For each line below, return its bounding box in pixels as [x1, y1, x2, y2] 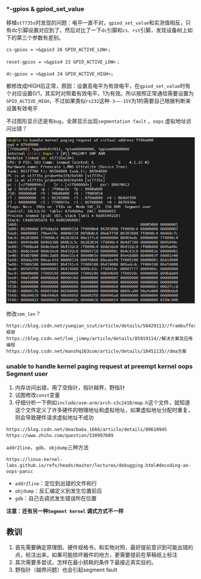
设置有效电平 [6, 105, 38, 112]
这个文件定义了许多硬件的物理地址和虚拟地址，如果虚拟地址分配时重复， [14, 407, 193, 414]
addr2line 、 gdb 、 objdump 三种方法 [6, 444, 89, 451]
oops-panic [6, 469, 33, 475]
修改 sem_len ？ [6, 310, 41, 317]
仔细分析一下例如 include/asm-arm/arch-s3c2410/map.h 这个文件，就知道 [14, 399, 190, 406]
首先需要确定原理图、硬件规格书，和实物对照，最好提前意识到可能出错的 [14, 544, 193, 551]
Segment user [6, 369, 48, 378]
